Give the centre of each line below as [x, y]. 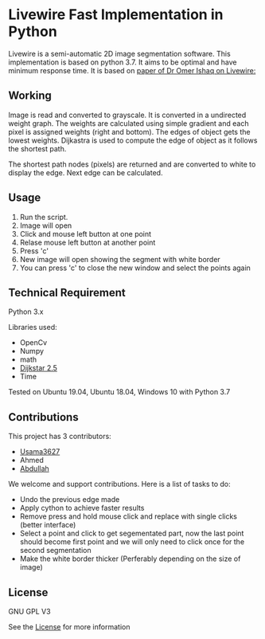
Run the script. [44, 217]
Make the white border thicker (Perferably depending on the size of [130, 559]
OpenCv [33, 343]
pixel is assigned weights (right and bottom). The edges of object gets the [129, 131]
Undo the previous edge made [70, 500]
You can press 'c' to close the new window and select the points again [135, 268]
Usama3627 [40, 452]
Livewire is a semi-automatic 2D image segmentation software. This [119, 53]
